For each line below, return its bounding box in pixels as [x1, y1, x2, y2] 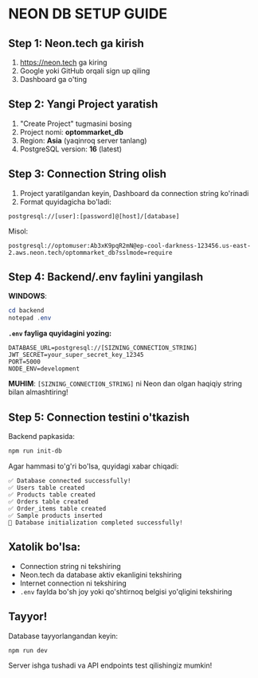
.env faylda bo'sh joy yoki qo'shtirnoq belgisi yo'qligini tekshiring [19, 586, 233, 596]
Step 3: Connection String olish [8, 167, 167, 181]
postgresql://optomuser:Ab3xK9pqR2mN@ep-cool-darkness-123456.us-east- [8, 241, 251, 249]
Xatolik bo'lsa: [8, 540, 81, 554]
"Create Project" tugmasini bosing [19, 119, 132, 128]
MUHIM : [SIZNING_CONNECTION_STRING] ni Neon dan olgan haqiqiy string [8, 379, 243, 389]
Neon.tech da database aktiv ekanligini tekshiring [19, 570, 182, 579]
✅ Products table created [8, 491, 96, 499]
